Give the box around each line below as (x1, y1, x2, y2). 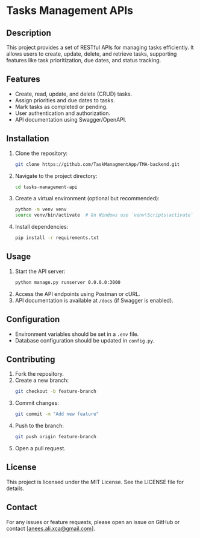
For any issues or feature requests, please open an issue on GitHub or (6, 518, 180, 525)
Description (6, 28, 51, 38)
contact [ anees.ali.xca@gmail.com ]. (6, 525, 95, 532)
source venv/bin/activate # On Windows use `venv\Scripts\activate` (14, 212, 194, 218)
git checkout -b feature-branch (14, 389, 96, 395)
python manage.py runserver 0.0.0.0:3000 (14, 279, 120, 285)
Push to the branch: (14, 422, 64, 430)
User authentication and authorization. (14, 110, 111, 117)
